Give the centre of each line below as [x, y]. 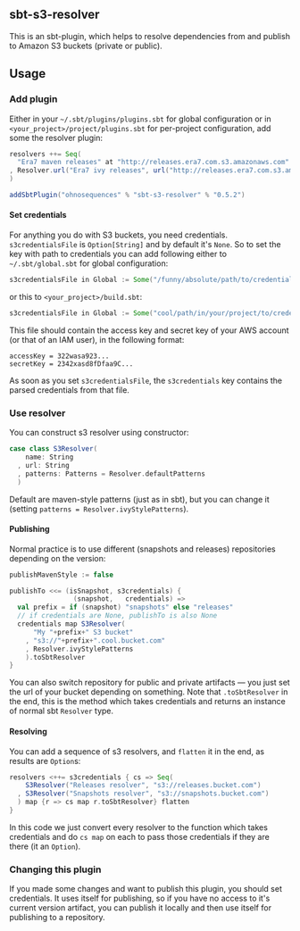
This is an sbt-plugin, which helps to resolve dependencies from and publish [150, 36]
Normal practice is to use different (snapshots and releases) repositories [142, 549]
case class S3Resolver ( [54, 449]
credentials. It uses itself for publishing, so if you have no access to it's [140, 898]
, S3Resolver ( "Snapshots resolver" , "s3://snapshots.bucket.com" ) [143, 794]
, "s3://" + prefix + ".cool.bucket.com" [96, 640]
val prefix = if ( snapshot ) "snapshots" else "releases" [125, 607]
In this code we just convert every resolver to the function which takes [138, 827]
